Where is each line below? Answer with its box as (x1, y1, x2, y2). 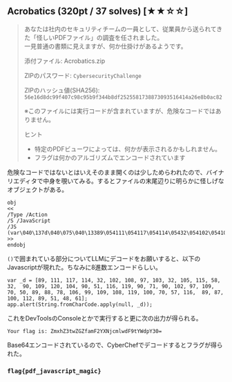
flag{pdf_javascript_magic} (7, 367, 101, 375)
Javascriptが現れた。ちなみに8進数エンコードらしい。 (7, 262, 162, 271)
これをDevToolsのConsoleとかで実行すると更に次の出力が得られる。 (7, 314, 202, 322)
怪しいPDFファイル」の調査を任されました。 (36, 33, 164, 41)
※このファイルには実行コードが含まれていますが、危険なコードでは (23, 106, 216, 115)
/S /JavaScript (7, 217, 51, 224)
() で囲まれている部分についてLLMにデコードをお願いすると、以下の (7, 254, 201, 262)
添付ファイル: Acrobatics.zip (23, 57, 106, 65)
